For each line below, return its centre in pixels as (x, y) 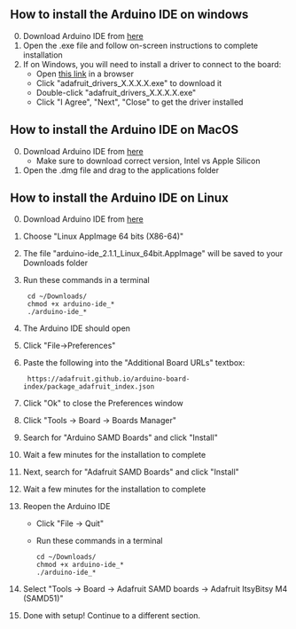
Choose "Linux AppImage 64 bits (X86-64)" (103, 236)
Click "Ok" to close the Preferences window (103, 404)
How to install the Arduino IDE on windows (129, 15)
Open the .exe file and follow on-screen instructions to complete (140, 45)
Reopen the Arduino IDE (66, 507)
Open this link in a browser (85, 74)
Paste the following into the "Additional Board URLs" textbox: (134, 363)
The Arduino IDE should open (77, 328)
